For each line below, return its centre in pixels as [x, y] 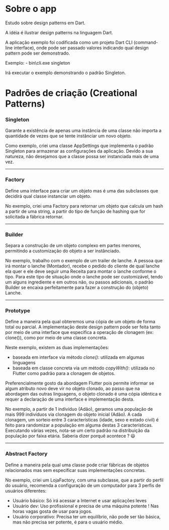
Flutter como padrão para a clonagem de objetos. [64, 373]
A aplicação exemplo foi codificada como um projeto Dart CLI [69, 42]
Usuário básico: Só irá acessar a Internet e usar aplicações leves [79, 500]
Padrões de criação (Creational [71, 93]
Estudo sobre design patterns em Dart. [45, 23]
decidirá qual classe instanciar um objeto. [48, 196]
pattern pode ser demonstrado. [38, 53]
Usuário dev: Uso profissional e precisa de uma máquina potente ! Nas [86, 506]
